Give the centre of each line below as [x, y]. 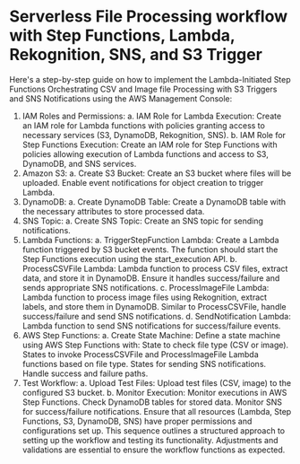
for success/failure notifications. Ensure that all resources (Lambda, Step [157, 411]
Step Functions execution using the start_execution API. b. [129, 258]
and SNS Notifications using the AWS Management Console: [121, 98]
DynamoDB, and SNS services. [79, 163]
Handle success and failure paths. [85, 373]
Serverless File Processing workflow [149, 17]
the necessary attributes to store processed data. [113, 211]
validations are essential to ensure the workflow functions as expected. [154, 450]
